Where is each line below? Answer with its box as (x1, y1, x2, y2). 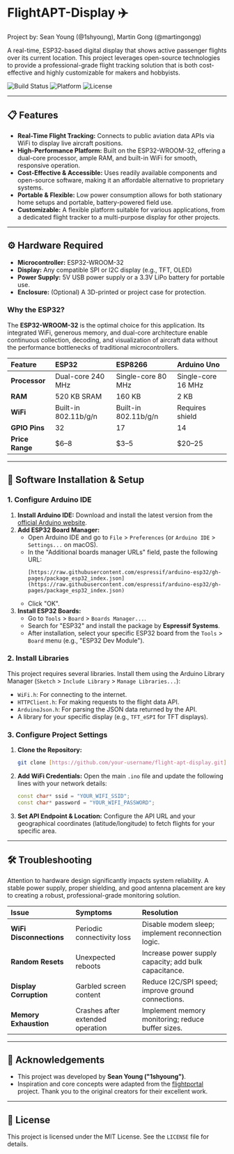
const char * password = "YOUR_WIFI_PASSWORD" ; (17, 799, 155, 806)
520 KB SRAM (54, 391, 102, 401)
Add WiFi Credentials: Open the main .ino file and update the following (17, 772, 224, 780)
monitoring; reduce (141, 1014, 204, 1024)
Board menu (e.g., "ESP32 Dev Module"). (27, 636, 145, 645)
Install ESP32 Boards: (17, 606, 81, 615)
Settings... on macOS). (27, 540, 98, 548)
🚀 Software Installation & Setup (7, 474, 145, 486)
